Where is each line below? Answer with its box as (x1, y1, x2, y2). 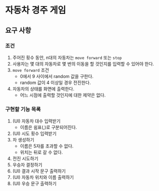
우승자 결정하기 (12, 162, 43, 168)
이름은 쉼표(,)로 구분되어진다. (20, 124, 77, 130)
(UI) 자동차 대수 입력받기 (12, 118, 61, 124)
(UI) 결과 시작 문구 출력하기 (12, 168, 66, 174)
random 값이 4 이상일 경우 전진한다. (20, 79, 91, 85)
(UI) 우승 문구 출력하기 (12, 180, 57, 186)
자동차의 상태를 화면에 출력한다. (12, 85, 74, 91)
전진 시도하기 (12, 155, 39, 161)
